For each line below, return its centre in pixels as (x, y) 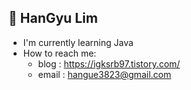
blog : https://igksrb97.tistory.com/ (109, 63)
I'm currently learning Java (78, 42)
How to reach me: (59, 53)
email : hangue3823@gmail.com (104, 74)
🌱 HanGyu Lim (53, 18)
